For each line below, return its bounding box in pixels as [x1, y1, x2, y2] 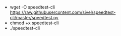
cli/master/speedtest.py [9, 15, 59, 20]
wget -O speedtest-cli [9, 4, 55, 10]
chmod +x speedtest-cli [9, 20, 59, 26]
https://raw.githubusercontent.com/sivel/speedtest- [9, 9, 116, 15]
